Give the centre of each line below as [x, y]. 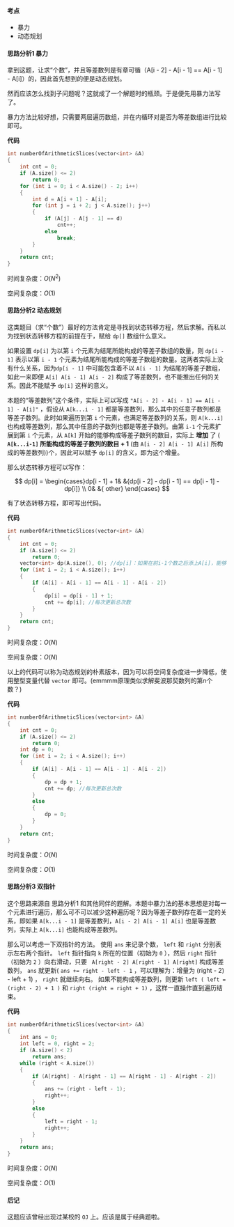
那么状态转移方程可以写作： [47, 467]
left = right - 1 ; [71, 1121]
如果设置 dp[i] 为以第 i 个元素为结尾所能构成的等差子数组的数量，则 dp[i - [116, 351]
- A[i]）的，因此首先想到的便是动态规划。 [67, 79]
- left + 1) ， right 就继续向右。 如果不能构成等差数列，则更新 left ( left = [117, 979]
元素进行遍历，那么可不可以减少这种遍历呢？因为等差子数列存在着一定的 [117, 912]
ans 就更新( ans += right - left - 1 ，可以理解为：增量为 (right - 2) [126, 970]
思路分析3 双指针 [31, 886]
